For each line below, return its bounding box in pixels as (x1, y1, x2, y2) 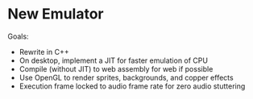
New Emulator (7, 5, 104, 23)
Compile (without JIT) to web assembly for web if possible (19, 64, 214, 73)
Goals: (7, 31, 29, 41)
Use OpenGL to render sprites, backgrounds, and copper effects (19, 72, 234, 82)
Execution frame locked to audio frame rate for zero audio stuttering (19, 81, 246, 91)
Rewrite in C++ (19, 47, 69, 56)
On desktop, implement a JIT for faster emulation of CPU (19, 56, 209, 65)
